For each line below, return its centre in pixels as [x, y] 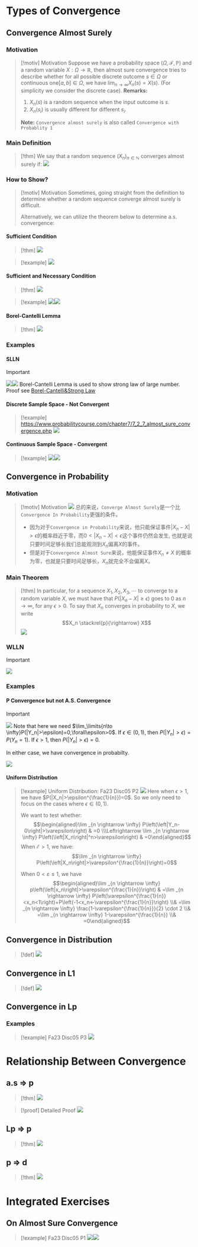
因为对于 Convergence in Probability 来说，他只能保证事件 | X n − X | [110, 528]
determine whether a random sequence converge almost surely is [101, 199]
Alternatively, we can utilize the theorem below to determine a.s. [99, 217]
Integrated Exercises [58, 1201]
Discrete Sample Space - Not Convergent [58, 404]
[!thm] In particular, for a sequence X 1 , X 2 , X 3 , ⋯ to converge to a [99, 591]
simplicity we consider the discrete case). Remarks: [84, 91]
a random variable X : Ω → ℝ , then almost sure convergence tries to [103, 70]
